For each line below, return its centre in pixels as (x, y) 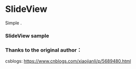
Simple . (13, 23)
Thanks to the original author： (44, 50)
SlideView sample (27, 36)
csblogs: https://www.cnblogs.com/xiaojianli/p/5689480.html (68, 61)
